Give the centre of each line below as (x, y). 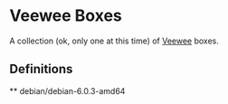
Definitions (41, 69)
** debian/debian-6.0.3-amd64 (67, 90)
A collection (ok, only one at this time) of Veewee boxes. (114, 41)
